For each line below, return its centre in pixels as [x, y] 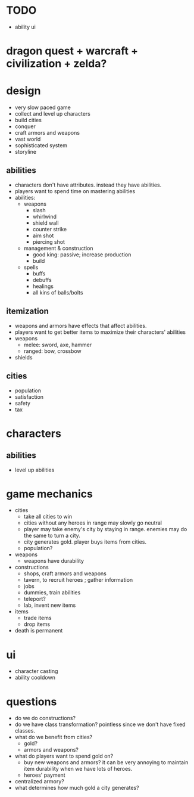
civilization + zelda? [57, 64]
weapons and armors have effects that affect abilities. [81, 325]
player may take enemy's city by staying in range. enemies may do [105, 529]
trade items [37, 618]
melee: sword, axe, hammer [58, 345]
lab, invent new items [50, 605]
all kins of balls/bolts [58, 292]
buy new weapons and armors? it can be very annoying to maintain [106, 762]
